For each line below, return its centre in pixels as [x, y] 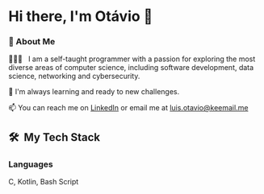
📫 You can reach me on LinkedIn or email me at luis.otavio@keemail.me [128, 108]
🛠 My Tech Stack [54, 137]
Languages [31, 164]
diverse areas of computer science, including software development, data [131, 68]
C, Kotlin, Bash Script [44, 182]
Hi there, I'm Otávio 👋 [81, 17]
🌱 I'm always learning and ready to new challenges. [94, 92]
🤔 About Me [32, 42]
